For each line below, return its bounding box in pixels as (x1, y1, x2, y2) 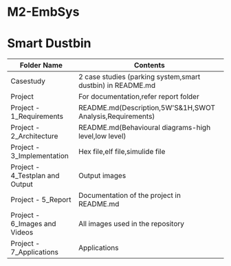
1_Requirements (10, 111, 64, 121)
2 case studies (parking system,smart (78, 72, 201, 82)
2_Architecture (10, 131, 58, 141)
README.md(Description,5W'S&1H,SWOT (78, 103, 215, 113)
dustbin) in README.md (78, 80, 156, 90)
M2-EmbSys (7, 4, 80, 20)
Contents (133, 60, 165, 70)
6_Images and (10, 219, 56, 229)
